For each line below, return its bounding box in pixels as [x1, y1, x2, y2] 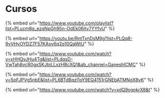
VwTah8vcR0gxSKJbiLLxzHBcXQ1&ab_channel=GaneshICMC [5, 61, 136, 67]
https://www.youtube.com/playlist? [39, 20, 114, 26]
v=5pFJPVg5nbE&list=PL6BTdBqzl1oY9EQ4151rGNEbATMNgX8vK [5, 77, 144, 83]
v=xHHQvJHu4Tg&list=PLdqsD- [5, 56, 73, 62]
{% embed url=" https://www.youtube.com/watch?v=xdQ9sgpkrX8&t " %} [5, 86, 160, 92]
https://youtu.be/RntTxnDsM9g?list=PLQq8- [39, 35, 133, 41]
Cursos [5, 3, 38, 15]
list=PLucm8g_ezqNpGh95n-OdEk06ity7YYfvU [5, 25, 105, 31]
